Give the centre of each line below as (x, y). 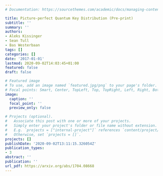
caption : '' (22, 99)
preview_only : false (30, 108)
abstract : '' (18, 157)
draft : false (18, 72)
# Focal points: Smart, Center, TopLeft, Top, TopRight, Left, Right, (78, 90)
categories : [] (20, 54)
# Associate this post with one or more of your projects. (68, 121)
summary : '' (17, 27)
